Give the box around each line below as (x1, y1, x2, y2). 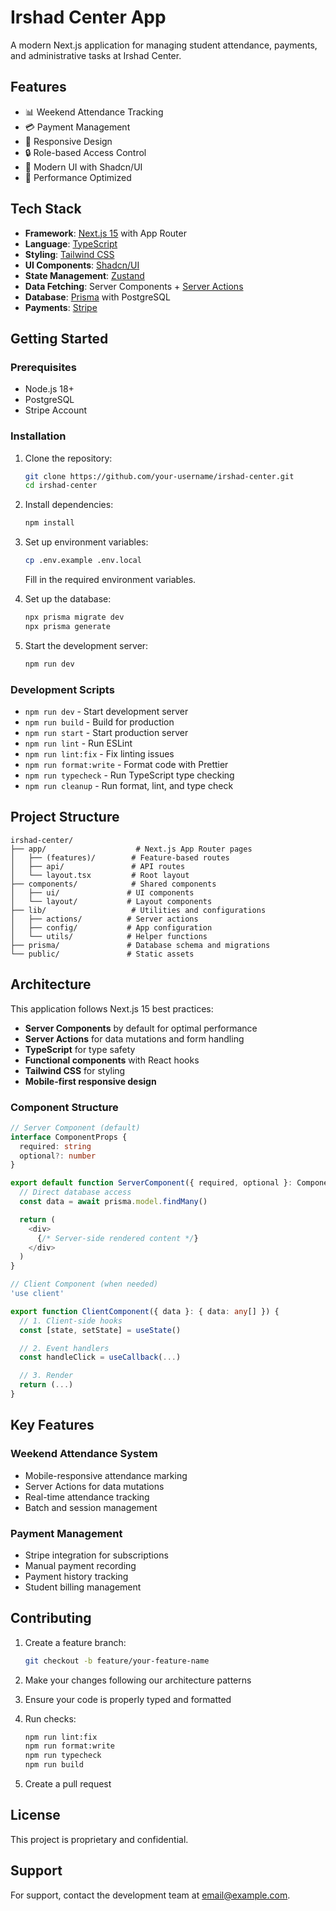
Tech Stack (10, 201, 82, 218)
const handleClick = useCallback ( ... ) (19, 1352, 182, 1363)
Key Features (10, 1417, 95, 1434)
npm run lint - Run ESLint (24, 737, 133, 749)
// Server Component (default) (10, 1122, 141, 1133)
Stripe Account (24, 404, 88, 416)
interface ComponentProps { (10, 1132, 128, 1142)
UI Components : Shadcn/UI (24, 259, 140, 271)
